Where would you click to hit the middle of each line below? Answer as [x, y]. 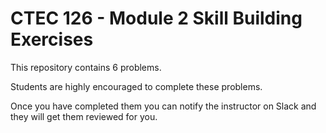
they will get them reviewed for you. [84, 116]
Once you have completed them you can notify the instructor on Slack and [163, 106]
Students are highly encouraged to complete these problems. [136, 86]
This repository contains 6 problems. [86, 67]
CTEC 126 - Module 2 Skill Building [156, 18]
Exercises [52, 39]
